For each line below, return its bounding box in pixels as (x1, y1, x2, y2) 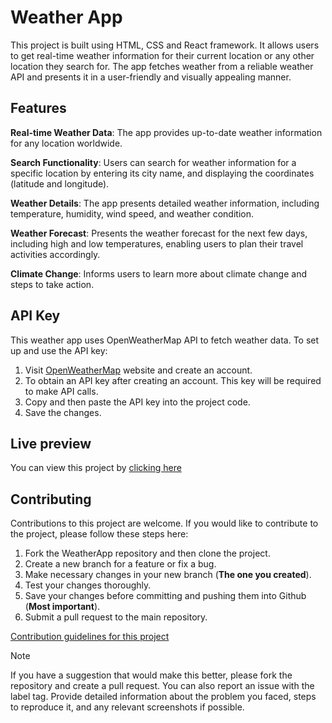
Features (10, 100, 67, 117)
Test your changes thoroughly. (24, 579, 152, 591)
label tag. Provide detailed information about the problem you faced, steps (10, 691, 317, 703)
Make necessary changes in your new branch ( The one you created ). (24, 569, 312, 581)
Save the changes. (24, 406, 102, 418)
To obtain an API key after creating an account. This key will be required (24, 374, 322, 386)
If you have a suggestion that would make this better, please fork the (10, 669, 293, 681)
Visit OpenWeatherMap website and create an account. (24, 364, 253, 376)
